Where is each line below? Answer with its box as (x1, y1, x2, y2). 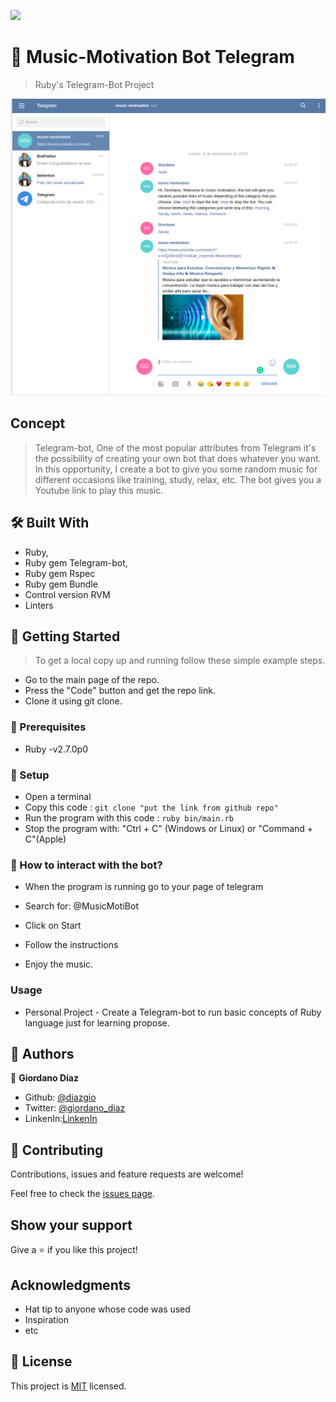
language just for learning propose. (24, 1016, 170, 1029)
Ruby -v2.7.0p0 (24, 743, 88, 755)
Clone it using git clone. (24, 695, 123, 707)
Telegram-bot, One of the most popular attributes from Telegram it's (34, 441, 317, 454)
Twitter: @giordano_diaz (24, 1102, 126, 1114)
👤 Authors (10, 1046, 75, 1063)
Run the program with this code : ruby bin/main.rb (24, 812, 234, 824)
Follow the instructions (24, 939, 119, 951)
